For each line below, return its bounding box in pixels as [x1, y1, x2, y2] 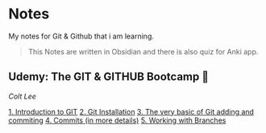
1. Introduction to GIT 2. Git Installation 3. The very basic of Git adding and [8, 107, 254, 116]
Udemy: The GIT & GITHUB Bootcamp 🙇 [8, 70, 210, 84]
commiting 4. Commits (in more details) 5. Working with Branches [8, 115, 227, 125]
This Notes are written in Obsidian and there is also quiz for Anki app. [27, 46, 259, 56]
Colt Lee [8, 91, 36, 101]
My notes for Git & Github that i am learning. [8, 31, 155, 41]
